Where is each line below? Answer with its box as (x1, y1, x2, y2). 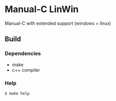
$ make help (5, 91, 30, 96)
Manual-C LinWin (5, 4, 79, 15)
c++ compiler (12, 67, 40, 73)
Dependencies (5, 50, 41, 57)
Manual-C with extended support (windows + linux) (5, 20, 111, 26)
